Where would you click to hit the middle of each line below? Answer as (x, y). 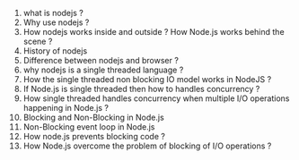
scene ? (38, 41)
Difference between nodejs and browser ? (101, 60)
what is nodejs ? (53, 13)
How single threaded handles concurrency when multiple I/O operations (156, 98)
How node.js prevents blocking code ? (94, 136)
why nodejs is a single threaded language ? (103, 70)
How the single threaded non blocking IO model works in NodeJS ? (147, 79)
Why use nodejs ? (56, 22)
